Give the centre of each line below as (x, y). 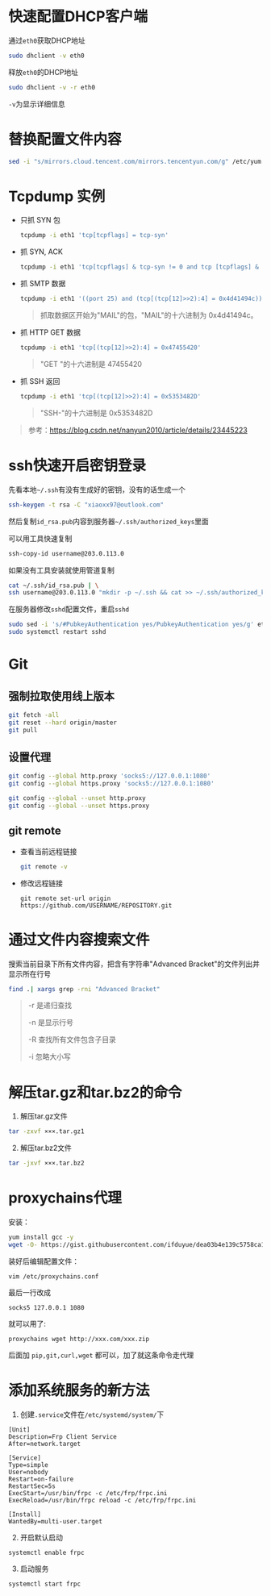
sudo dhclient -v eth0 (46, 56)
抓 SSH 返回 (40, 381)
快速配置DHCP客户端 (78, 17)
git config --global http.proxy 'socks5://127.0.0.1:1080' (110, 776)
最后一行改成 (29, 1292)
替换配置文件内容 (65, 139)
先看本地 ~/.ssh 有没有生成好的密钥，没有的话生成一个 (97, 490)
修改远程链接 (41, 883)
